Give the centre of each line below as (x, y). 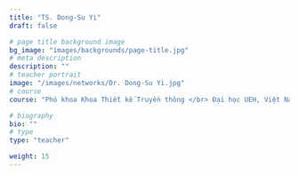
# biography (31, 115)
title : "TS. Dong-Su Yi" (55, 17)
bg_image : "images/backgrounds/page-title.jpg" (99, 50)
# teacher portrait (45, 75)
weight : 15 (29, 156)
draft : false (33, 26)
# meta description (45, 59)
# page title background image (67, 42)
